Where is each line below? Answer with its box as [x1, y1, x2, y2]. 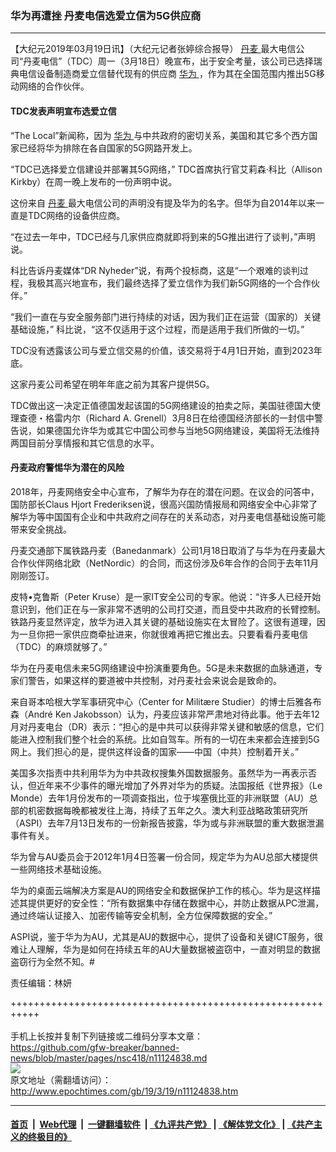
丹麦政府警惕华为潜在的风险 [10, 462, 125, 474]
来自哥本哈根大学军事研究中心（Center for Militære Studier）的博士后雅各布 [10, 695, 322, 707]
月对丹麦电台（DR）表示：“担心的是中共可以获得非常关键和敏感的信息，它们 [10, 720, 325, 732]
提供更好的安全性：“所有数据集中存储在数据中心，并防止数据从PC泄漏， [27, 897, 325, 909]
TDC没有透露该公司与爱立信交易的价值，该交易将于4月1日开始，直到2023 [10, 344, 314, 356]
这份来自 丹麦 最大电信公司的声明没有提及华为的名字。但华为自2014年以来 [10, 197, 316, 209]
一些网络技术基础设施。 [10, 863, 107, 875]
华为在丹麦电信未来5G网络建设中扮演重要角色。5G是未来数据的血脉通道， [10, 662, 315, 674]
